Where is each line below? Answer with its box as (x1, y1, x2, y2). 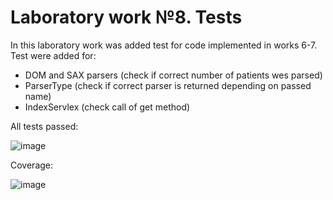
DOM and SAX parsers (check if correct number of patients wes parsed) (24, 69, 323, 81)
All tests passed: (10, 120, 79, 132)
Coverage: (10, 159, 54, 171)
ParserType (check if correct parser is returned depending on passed (24, 79, 312, 91)
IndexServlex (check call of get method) (24, 101, 191, 113)
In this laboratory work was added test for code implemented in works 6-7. (10, 39, 318, 51)
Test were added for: (10, 49, 97, 61)
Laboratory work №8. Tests (10, 6, 243, 29)
